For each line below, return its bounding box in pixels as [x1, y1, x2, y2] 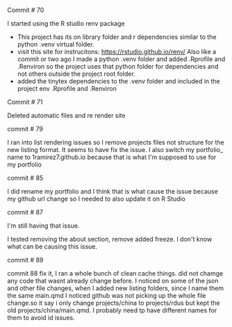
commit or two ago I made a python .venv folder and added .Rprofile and [17, 55, 226, 63]
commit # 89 [7, 256, 44, 264]
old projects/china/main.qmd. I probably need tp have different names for [7, 306, 217, 315]
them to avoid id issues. [7, 314, 75, 321]
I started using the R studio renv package [7, 19, 125, 27]
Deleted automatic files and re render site [7, 111, 126, 119]
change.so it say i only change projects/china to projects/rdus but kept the [7, 299, 220, 307]
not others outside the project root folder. [17, 69, 135, 78]
